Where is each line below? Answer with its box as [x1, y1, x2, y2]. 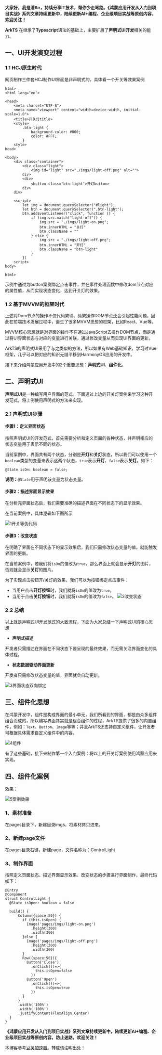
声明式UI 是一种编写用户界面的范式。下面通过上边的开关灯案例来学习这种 [5, 391, 149, 397]
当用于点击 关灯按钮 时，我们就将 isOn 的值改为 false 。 [12, 594, 117, 600]
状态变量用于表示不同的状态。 [5, 441, 64, 447]
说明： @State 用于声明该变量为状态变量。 [5, 476, 86, 482]
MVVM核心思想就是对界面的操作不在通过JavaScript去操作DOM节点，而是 [5, 329, 151, 335]
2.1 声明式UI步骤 [5, 410, 42, 417]
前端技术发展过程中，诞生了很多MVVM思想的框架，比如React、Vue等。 [13, 319, 156, 325]
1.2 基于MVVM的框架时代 [5, 301, 65, 308]
